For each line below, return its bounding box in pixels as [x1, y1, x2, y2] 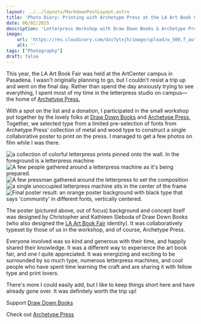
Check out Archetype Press [6, 310, 74, 318]
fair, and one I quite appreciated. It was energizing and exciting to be [6, 250, 175, 257]
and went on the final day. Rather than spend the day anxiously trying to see [6, 82, 194, 90]
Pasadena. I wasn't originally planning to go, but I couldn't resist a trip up [6, 76, 186, 83]
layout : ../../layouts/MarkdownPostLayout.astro [6, 8, 130, 15]
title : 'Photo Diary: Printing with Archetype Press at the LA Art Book [6, 14, 191, 20]
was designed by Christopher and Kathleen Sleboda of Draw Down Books [6, 213, 188, 220]
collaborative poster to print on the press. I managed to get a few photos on [6, 133, 193, 140]
